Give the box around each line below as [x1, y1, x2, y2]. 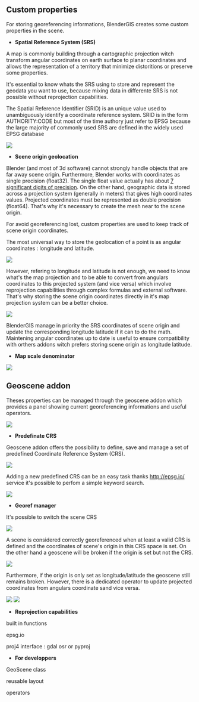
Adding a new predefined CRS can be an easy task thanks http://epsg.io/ [6, 472, 185, 480]
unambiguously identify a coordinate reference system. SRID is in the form [6, 111, 188, 118]
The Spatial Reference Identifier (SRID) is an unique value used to [6, 104, 166, 112]
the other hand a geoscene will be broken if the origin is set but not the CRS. [6, 549, 193, 556]
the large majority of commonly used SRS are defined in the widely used [6, 123, 183, 131]
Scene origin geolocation [14, 153, 78, 160]
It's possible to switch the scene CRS [6, 513, 97, 521]
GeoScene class [6, 666, 46, 673]
